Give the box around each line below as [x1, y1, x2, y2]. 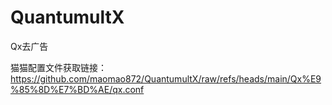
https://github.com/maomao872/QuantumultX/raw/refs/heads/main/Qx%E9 [10, 72, 322, 85]
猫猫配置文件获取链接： [10, 61, 107, 73]
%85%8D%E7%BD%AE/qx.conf [10, 83, 145, 95]
